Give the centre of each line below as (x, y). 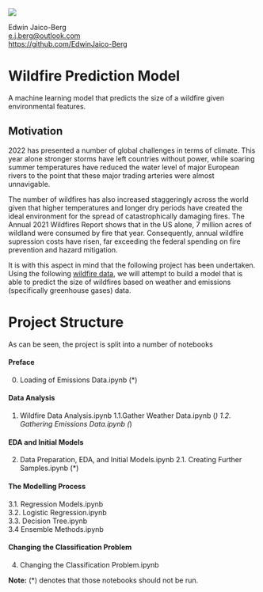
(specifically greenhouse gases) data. (70, 290)
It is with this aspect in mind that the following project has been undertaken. (132, 265)
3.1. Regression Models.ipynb (56, 504)
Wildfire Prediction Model (94, 76)
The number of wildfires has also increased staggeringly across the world (129, 199)
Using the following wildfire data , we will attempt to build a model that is (126, 273)
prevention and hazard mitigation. (63, 249)
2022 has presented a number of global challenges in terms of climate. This (132, 150)
